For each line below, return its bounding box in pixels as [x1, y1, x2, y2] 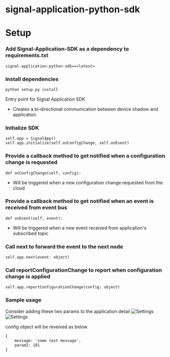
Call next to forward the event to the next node [5, 243, 123, 250]
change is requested [5, 159, 58, 166]
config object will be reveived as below [5, 324, 88, 330]
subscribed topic [12, 230, 49, 236]
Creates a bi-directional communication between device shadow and [12, 106, 159, 112]
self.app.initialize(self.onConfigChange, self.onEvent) [5, 140, 130, 146]
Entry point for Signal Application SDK [5, 96, 86, 102]
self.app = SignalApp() [5, 136, 56, 141]
